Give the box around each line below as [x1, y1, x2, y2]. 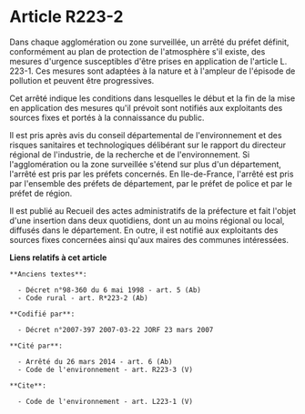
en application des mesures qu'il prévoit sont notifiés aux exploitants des [9, 102, 283, 113]
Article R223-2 [9, 6, 124, 27]
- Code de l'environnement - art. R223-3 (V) [17, 365, 194, 374]
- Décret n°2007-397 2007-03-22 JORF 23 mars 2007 [17, 325, 214, 334]
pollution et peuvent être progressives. [9, 75, 155, 86]
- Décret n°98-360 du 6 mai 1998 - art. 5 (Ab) [17, 285, 202, 295]
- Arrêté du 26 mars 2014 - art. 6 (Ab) [17, 357, 173, 366]
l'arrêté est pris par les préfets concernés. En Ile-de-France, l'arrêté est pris [9, 168, 294, 179]
